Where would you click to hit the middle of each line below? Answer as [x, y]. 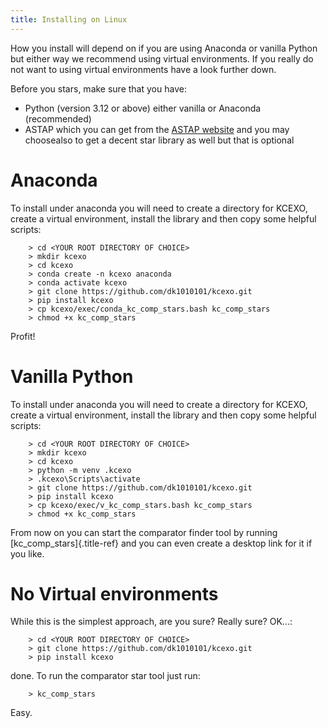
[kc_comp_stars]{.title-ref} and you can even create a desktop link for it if [161, 543]
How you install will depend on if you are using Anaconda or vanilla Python [164, 48]
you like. [27, 553]
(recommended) [58, 118]
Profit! [23, 336]
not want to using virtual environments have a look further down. [143, 69]
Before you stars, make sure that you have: [98, 88]
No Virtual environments [114, 593]
